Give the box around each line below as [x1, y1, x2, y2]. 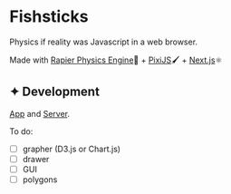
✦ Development [9, 84, 100, 100]
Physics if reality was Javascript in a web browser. [9, 36, 197, 47]
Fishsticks [9, 6, 89, 27]
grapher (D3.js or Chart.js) [22, 143, 120, 154]
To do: [9, 125, 34, 137]
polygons [22, 174, 58, 185]
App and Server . [9, 108, 71, 119]
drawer [22, 153, 50, 164]
